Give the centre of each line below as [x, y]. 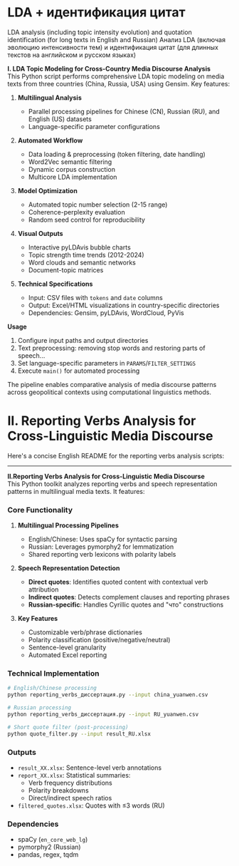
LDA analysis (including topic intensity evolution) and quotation [100, 32]
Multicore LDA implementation [73, 177]
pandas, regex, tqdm [48, 855]
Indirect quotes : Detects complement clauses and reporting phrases [129, 597]
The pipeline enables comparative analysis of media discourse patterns [112, 384]
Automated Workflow [50, 140]
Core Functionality [40, 510]
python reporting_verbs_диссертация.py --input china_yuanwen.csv [108, 695]
